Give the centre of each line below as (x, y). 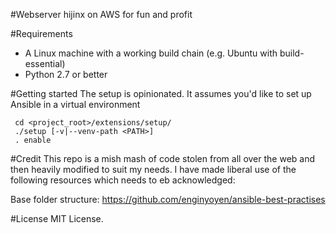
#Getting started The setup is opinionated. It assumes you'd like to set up (161, 93)
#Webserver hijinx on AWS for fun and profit (101, 14)
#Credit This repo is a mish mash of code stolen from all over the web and (163, 158)
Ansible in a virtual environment (75, 104)
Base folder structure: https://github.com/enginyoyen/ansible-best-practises (168, 199)
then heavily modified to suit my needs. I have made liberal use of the (153, 169)
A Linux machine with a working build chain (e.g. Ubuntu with (151, 53)
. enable (33, 140)
